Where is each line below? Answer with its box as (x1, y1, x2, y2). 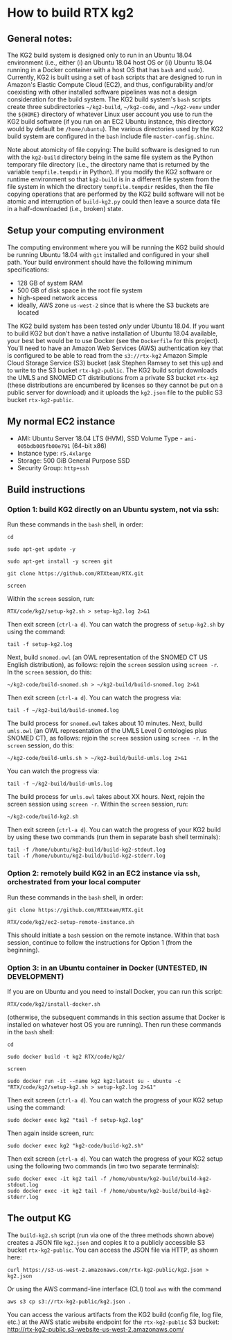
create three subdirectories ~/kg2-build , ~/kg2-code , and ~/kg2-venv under (7, 103, 220, 110)
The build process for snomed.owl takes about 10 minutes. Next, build (7, 719, 203, 727)
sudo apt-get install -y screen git (7, 558, 113, 565)
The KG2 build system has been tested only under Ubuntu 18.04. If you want (7, 322, 225, 330)
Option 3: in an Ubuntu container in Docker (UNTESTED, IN (7, 963, 208, 973)
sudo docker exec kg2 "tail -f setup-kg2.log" (7, 1116, 144, 1123)
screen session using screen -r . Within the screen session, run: (7, 800, 188, 809)
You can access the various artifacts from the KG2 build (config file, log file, (7, 1310, 224, 1318)
